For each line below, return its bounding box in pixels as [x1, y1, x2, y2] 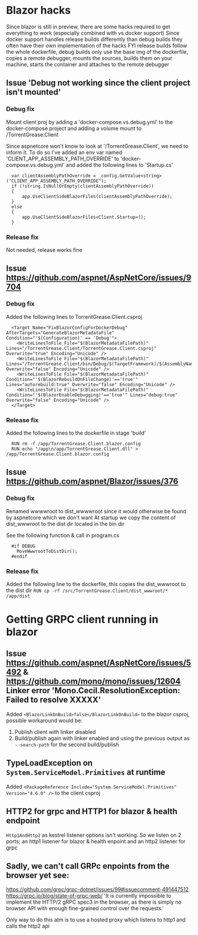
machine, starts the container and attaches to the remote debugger [6, 60, 170, 68]
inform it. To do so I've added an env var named [6, 148, 123, 156]
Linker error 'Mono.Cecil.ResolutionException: [6, 685, 181, 695]
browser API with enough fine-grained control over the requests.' [6, 905, 164, 912]
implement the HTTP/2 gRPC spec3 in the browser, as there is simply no [6, 898, 181, 905]
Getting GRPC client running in [6, 613, 159, 626]
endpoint [6, 816, 40, 826]
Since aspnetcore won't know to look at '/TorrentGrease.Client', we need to [6, 143, 189, 150]
